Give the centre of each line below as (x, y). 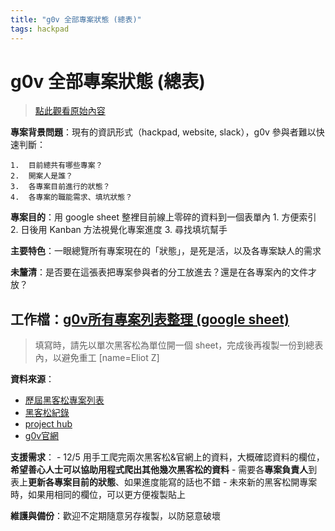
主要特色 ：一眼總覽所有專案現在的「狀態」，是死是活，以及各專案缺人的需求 (166, 251)
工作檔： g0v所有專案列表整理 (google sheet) (150, 319)
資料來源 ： (32, 379)
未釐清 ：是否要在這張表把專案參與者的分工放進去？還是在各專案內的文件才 (163, 272)
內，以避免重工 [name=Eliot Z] (97, 358)
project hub (48, 424)
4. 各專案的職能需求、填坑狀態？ (71, 197)
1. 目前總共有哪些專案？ (56, 166)
